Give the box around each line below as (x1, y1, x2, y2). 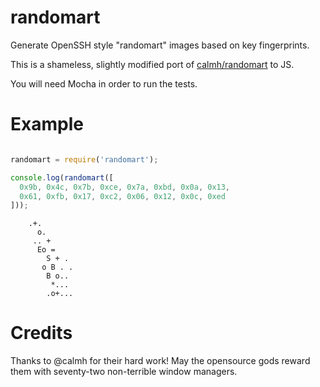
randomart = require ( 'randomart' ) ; (10, 154, 159, 165)
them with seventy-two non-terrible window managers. (10, 366, 238, 378)
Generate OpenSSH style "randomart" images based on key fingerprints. (10, 39, 310, 51)
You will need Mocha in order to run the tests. (10, 77, 198, 90)
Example (10, 113, 84, 136)
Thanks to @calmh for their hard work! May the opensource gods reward (10, 355, 311, 367)
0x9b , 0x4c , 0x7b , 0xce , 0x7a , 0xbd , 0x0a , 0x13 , (19, 182, 231, 192)
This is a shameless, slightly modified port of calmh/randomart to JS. (10, 58, 295, 70)
